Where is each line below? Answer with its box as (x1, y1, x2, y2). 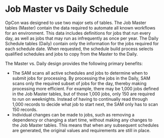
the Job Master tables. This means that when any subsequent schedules (12, 122, 159, 128)
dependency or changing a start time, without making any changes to (12, 117, 153, 123)
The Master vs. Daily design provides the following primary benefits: (5, 60, 143, 66)
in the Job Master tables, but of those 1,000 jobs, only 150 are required (12, 91, 155, 97)
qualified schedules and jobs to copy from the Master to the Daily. (5, 51, 138, 57)
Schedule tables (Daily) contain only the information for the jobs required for (5, 40, 159, 46)
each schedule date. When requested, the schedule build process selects (5, 46, 153, 52)
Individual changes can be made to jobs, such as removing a (12, 111, 135, 117)
